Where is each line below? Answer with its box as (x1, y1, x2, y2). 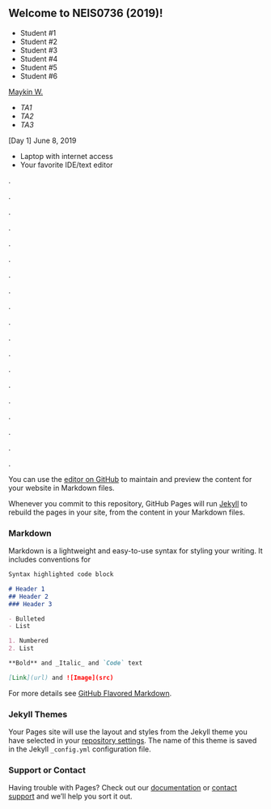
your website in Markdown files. (8, 483, 115, 493)
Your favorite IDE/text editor (19, 160, 113, 170)
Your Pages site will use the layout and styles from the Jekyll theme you (8, 727, 248, 737)
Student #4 (19, 54, 58, 63)
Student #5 (19, 62, 58, 72)
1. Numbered (8, 637, 49, 645)
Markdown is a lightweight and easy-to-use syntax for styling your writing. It (8, 546, 263, 556)
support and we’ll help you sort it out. (8, 791, 133, 802)
